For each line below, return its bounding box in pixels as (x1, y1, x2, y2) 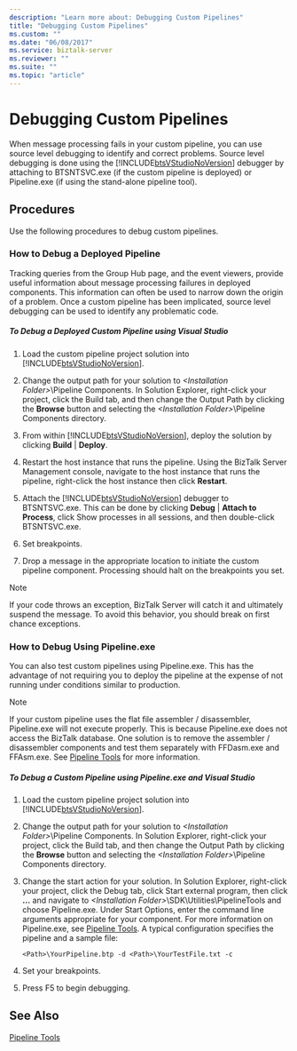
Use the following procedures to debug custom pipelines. (9, 226, 219, 236)
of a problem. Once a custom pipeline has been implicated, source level (9, 296, 271, 307)
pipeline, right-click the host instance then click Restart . (21, 475, 228, 486)
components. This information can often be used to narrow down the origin (9, 286, 284, 298)
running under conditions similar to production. (9, 680, 181, 690)
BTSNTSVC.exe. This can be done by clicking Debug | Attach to (21, 502, 257, 513)
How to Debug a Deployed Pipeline (9, 248, 161, 260)
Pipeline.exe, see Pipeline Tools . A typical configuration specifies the (21, 923, 274, 934)
